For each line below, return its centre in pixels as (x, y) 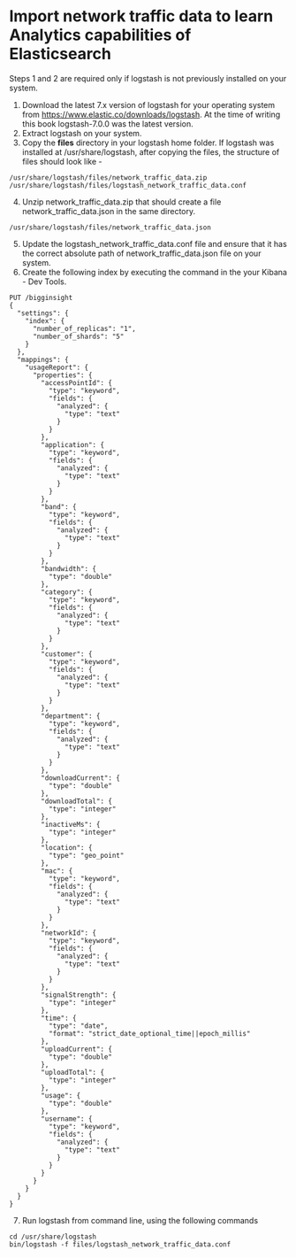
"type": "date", (78, 1026)
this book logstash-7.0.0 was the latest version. (108, 123)
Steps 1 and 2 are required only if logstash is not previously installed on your (148, 78)
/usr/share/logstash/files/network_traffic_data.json (110, 228)
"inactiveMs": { (71, 824)
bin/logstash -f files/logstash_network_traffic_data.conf (120, 1244)
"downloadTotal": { (77, 801)
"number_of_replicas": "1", (84, 328)
